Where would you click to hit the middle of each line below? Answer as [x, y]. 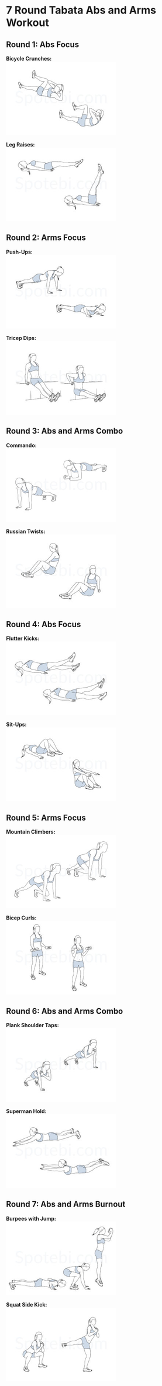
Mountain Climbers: [31, 832]
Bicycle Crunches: [29, 59]
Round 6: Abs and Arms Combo [65, 1011]
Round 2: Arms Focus [46, 238]
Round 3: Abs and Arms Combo [65, 431]
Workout [28, 23]
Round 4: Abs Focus [44, 624]
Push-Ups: [20, 252]
